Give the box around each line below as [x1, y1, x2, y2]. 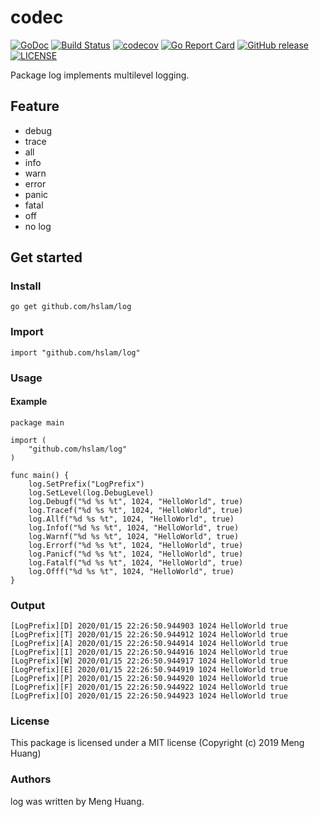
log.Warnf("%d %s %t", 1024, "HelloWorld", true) [28, 531, 240, 541]
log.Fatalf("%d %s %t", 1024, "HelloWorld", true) [28, 557, 244, 568]
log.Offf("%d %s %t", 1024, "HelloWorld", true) [28, 566, 235, 576]
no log [24, 220, 52, 232]
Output [10, 598, 46, 612]
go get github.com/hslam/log [10, 302, 132, 312]
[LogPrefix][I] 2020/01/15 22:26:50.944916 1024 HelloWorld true [10, 647, 288, 658]
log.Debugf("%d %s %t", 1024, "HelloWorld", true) [28, 496, 244, 506]
